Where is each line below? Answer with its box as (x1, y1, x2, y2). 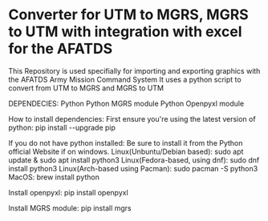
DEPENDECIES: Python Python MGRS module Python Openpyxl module (8, 98, 245, 108)
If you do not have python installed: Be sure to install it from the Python (8, 138, 243, 147)
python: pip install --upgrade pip (8, 123, 116, 132)
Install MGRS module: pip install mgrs (8, 203, 132, 213)
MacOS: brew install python (8, 172, 100, 182)
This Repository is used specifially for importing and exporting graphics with (8, 66, 261, 75)
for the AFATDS (8, 40, 113, 58)
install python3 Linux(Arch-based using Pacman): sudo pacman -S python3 (8, 163, 258, 173)
